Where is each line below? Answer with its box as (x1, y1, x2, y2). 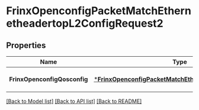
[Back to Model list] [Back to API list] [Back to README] (6, 98, 142, 105)
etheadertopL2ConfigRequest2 (6, 17, 164, 30)
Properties (6, 40, 46, 50)
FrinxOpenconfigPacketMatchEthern (6, 4, 191, 18)
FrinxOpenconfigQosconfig (9, 75, 88, 83)
